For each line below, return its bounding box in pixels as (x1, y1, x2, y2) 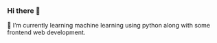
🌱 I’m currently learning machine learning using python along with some (7, 21, 211, 30)
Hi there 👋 (7, 6, 41, 15)
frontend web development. (7, 28, 86, 36)
